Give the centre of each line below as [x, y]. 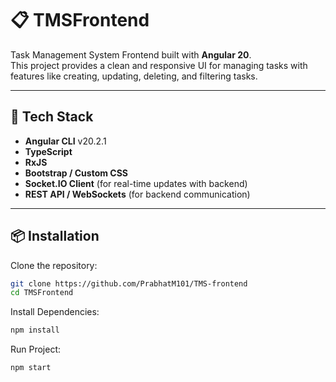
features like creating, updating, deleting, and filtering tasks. [134, 76]
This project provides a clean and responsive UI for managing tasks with [159, 65]
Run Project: [36, 349]
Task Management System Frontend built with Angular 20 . [131, 54]
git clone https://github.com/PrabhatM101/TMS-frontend [129, 283]
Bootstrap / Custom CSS [76, 173]
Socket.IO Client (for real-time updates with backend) [136, 183]
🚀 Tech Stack [52, 117]
